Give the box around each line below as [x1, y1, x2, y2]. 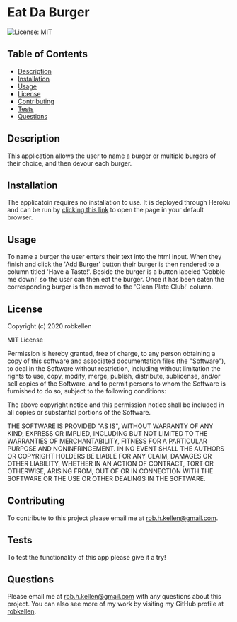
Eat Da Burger [7, 4, 90, 21]
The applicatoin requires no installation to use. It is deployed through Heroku [7, 198, 231, 207]
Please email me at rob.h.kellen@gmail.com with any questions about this [7, 592, 221, 601]
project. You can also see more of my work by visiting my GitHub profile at [7, 599, 224, 609]
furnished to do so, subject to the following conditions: [7, 387, 166, 395]
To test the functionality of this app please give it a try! [7, 553, 166, 561]
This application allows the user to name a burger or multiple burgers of [7, 151, 216, 160]
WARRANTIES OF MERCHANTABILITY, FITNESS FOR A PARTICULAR [7, 437, 207, 445]
